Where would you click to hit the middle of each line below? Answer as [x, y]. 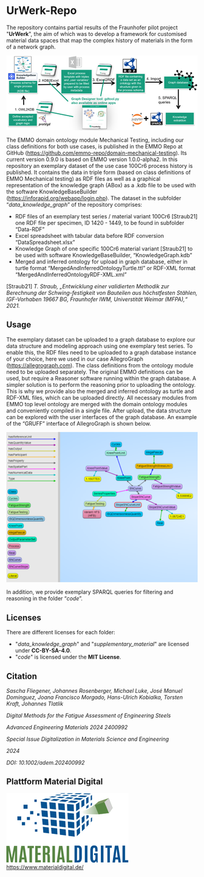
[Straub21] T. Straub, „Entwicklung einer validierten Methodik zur [88, 286]
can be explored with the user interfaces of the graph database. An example [102, 417]
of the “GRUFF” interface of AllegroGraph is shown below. [79, 423]
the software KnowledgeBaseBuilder [52, 192]
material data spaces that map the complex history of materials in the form [100, 40]
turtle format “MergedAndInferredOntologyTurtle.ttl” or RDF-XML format [105, 268]
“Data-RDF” [30, 229]
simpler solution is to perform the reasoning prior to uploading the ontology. [101, 384]
